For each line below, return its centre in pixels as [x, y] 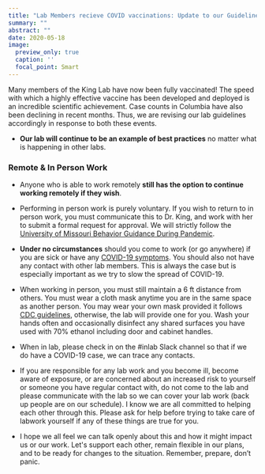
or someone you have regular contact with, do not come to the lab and [134, 388]
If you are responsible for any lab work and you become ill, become [129, 371]
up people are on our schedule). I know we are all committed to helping [135, 404]
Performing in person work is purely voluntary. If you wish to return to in [136, 209]
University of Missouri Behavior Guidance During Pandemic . [117, 233]
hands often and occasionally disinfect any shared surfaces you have [132, 323]
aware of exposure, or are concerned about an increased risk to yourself [138, 379]
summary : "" [28, 23]
